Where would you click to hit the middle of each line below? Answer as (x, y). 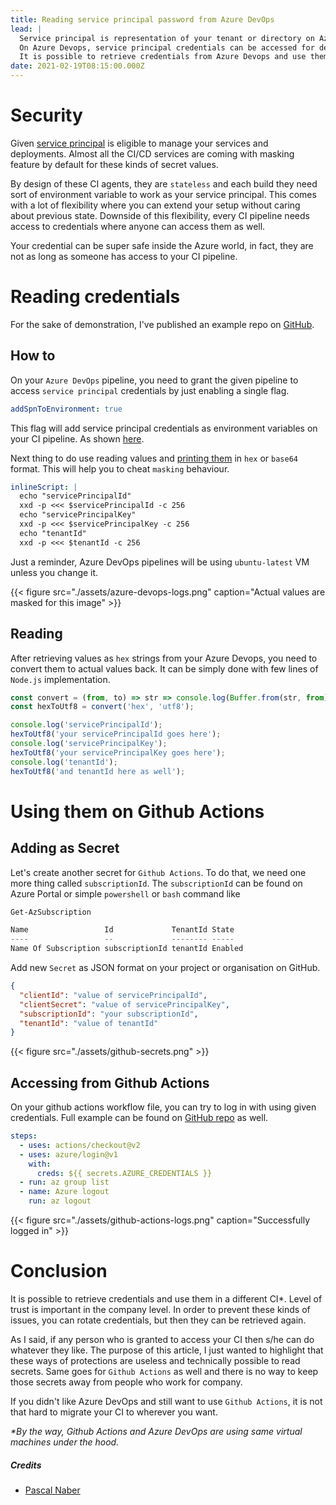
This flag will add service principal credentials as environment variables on (164, 428)
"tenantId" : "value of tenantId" (89, 1023)
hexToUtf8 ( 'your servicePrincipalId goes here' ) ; (116, 734)
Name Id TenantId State (122, 930)
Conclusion (59, 1271)
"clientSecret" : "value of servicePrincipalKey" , (124, 1004)
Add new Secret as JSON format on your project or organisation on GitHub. (165, 967)
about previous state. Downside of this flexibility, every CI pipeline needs (160, 215)
